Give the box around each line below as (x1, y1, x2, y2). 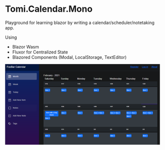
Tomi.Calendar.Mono (5, 3, 93, 15)
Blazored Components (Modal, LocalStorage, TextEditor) (12, 54, 127, 60)
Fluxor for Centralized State (12, 49, 68, 55)
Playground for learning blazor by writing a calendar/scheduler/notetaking (5, 20, 155, 25)
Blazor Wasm (12, 44, 39, 50)
